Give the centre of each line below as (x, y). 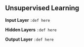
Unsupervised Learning (42, 8)
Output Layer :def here (30, 39)
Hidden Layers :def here (31, 30)
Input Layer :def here (28, 20)
